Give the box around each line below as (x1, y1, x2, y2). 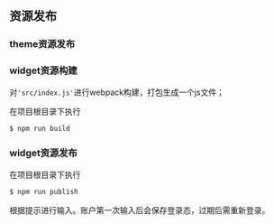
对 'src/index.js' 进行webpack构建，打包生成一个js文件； (9, 87, 225, 98)
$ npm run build (9, 124, 70, 133)
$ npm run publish (9, 187, 78, 196)
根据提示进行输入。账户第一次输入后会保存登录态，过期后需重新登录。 (9, 204, 270, 215)
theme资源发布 (9, 38, 76, 51)
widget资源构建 (9, 64, 78, 77)
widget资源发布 (9, 147, 78, 160)
